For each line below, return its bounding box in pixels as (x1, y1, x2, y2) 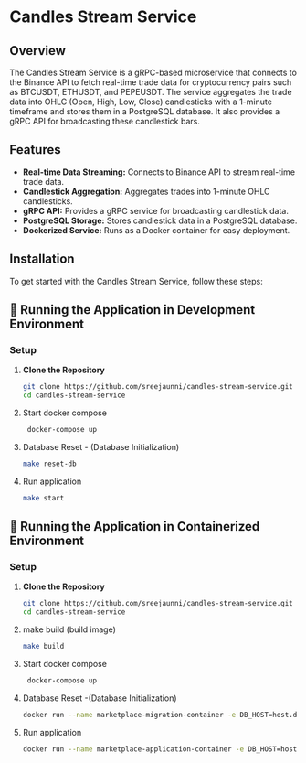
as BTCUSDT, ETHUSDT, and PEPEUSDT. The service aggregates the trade (9, 87, 292, 97)
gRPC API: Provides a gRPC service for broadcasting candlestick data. (22, 205, 290, 216)
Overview (9, 43, 67, 59)
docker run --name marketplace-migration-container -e (22, 710, 237, 719)
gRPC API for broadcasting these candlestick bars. (9, 116, 201, 126)
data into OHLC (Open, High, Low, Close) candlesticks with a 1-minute (9, 96, 272, 107)
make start (22, 493, 65, 502)
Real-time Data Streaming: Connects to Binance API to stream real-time (22, 167, 295, 177)
